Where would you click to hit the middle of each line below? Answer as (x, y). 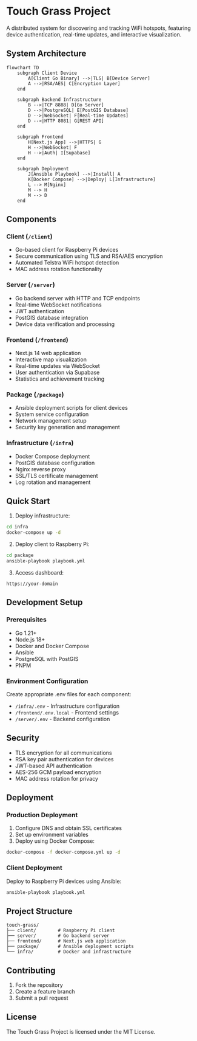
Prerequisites (26, 620)
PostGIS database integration (52, 317)
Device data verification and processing (65, 324)
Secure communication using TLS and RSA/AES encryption (89, 256)
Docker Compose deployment (52, 456)
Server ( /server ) (31, 285)
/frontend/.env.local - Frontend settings (67, 712)
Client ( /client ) (29, 237)
